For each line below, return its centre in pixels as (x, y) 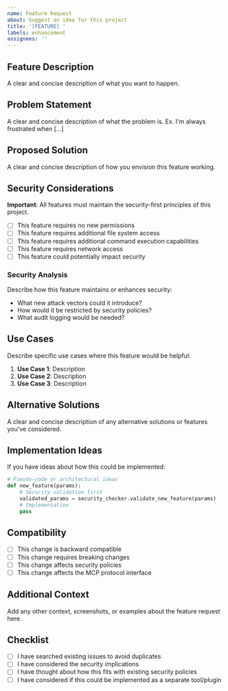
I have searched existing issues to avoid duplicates (89, 657)
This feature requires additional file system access (88, 233)
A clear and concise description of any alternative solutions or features (107, 421)
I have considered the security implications (78, 664)
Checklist (28, 640)
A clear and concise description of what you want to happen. (93, 83)
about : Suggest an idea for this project (67, 20)
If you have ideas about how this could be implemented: (87, 467)
